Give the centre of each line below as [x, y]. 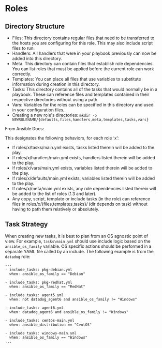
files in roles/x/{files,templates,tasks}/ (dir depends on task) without [80, 204]
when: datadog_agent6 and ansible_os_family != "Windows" [69, 312]
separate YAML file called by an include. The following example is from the [79, 251]
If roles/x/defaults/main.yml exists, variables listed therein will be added [83, 178]
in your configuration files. [38, 110]
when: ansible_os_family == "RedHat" [47, 287]
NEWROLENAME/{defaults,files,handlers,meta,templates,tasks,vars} [80, 120]
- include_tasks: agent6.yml [34, 308]
